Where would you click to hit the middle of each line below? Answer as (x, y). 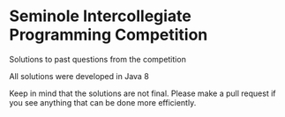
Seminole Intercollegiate (101, 16)
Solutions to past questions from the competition (98, 59)
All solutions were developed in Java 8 (79, 76)
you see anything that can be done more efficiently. (103, 102)
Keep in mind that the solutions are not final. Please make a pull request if (142, 93)
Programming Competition (109, 35)
